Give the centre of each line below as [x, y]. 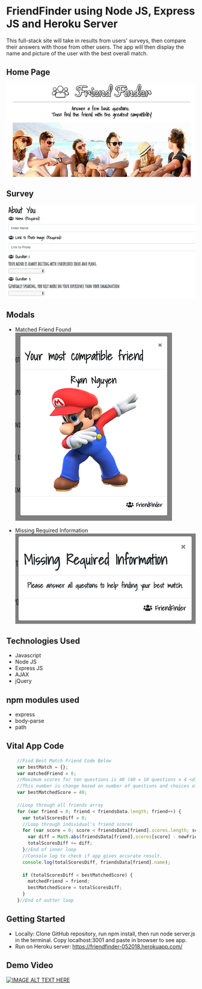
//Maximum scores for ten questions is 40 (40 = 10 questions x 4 [102, 780]
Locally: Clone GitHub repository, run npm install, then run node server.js [105, 934]
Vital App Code [35, 746]
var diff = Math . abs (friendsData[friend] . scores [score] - [102, 837]
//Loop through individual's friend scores [78, 824]
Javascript [28, 656]
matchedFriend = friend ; [59, 881]
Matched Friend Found [43, 329]
